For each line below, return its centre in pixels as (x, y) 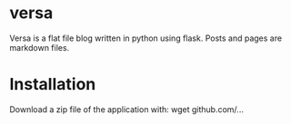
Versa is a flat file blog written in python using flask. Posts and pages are (146, 38)
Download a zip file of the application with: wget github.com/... (126, 109)
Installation (53, 85)
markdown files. (40, 47)
